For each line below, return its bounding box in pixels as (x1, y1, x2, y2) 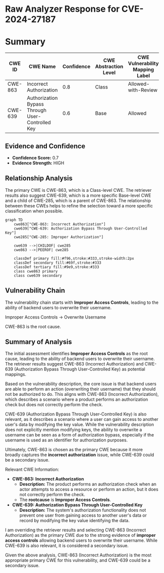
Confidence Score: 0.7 (12, 155, 59, 160)
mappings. (5, 371, 26, 377)
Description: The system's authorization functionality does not (19, 507, 146, 513)
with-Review (128, 87, 158, 93)
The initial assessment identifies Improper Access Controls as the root (5, 351, 148, 357)
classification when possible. (5, 208, 63, 214)
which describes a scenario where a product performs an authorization (5, 396, 148, 402)
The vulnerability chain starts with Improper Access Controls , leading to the (5, 299, 159, 305)
